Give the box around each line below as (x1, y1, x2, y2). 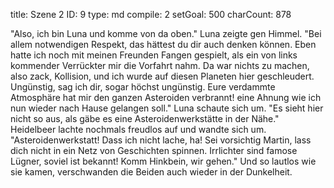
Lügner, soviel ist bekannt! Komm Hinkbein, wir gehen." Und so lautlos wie (10, 155, 317, 167)
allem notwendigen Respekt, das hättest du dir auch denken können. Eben (10, 39, 317, 50)
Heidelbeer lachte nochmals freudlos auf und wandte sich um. (10, 124, 267, 135)
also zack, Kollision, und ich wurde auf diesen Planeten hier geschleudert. (10, 70, 315, 82)
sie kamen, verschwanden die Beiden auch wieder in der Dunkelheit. (10, 166, 293, 178)
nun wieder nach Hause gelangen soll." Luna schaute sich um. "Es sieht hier (10, 102, 324, 114)
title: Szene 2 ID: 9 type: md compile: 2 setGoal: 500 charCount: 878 (10, 9, 292, 20)
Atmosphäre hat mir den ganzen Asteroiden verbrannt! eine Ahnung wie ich (10, 92, 322, 103)
